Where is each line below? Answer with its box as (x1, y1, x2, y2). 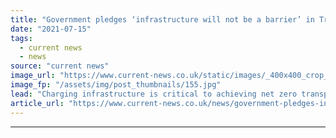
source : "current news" (10, 61, 110, 71)
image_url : (10, 71, 56, 81)
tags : (10, 33, 33, 43)
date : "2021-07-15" (10, 24, 92, 34)
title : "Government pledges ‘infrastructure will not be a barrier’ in (10, 14, 315, 25)
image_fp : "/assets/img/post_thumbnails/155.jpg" (10, 80, 222, 90)
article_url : (10, 98, 65, 108)
